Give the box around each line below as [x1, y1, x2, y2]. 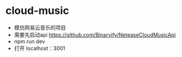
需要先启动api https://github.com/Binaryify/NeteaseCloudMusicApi [14, 31, 176, 38]
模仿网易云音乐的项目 [14, 24, 66, 31]
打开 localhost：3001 [14, 45, 65, 52]
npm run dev [14, 38, 45, 45]
